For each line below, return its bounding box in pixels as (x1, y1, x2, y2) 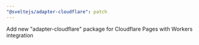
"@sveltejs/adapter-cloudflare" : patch (6, 8, 108, 15)
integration (6, 31, 33, 39)
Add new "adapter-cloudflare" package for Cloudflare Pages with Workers (6, 25, 193, 32)
